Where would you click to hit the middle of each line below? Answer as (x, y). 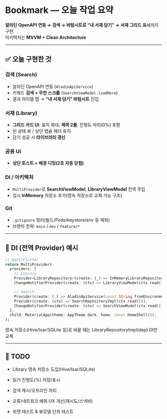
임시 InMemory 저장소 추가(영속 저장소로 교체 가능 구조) (67, 195)
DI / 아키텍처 (19, 177)
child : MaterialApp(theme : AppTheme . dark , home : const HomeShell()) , (83, 315)
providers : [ (23, 269)
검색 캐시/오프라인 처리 (35, 390)
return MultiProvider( (29, 264)
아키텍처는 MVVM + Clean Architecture (46, 37)
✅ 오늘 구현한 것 (28, 59)
